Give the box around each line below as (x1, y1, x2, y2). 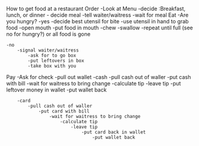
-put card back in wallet (81, 129, 146, 135)
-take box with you (28, 63, 77, 69)
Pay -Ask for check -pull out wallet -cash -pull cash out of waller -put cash (6, 74, 191, 80)
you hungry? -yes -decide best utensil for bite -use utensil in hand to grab (6, 18, 189, 25)
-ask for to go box (28, 53, 77, 59)
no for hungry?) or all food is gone (6, 31, 91, 38)
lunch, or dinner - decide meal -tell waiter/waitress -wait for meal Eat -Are (6, 11, 189, 19)
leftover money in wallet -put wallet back (6, 86, 107, 93)
